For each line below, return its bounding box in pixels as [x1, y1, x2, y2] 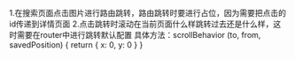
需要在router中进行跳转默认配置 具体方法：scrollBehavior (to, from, [16, 30, 261, 40]
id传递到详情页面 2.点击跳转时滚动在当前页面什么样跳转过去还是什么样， [9, 18, 274, 29]
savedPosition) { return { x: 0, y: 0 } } [9, 40, 144, 50]
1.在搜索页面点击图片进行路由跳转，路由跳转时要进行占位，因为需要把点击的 [9, 8, 286, 18]
